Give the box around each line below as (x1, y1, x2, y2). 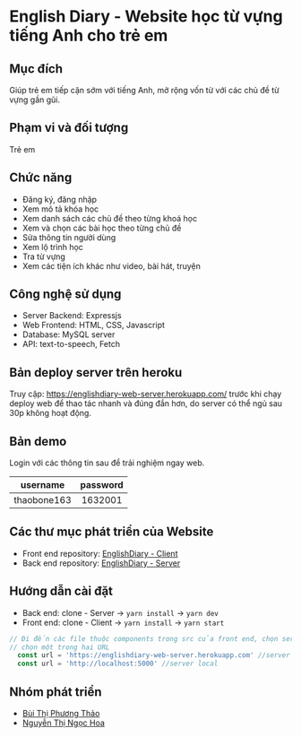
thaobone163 (13, 494, 72, 507)
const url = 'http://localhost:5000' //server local (17, 659, 219, 669)
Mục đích (9, 61, 64, 76)
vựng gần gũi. (9, 94, 61, 105)
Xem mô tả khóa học (21, 204, 99, 214)
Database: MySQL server (21, 329, 116, 340)
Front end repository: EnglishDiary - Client (21, 548, 178, 559)
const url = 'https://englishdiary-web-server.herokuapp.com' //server (17, 651, 291, 660)
